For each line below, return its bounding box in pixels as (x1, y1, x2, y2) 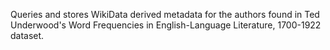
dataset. (10, 30, 45, 41)
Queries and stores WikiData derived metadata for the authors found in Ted (10, 9, 320, 20)
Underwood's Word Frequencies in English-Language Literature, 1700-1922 (10, 19, 322, 31)
